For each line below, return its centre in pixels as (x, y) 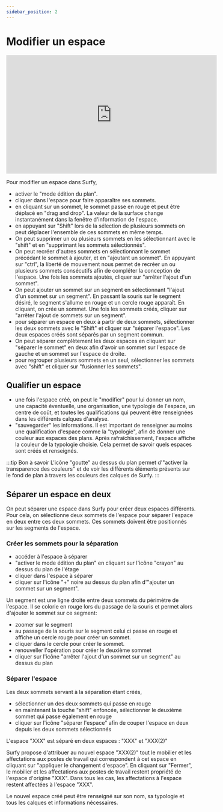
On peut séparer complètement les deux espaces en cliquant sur (95, 341)
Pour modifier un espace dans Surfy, (52, 182)
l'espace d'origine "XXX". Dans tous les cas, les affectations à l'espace (94, 778)
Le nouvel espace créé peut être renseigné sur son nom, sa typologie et (95, 796)
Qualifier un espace (44, 385)
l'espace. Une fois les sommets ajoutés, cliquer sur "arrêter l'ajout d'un (103, 277)
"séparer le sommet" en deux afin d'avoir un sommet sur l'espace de (100, 347)
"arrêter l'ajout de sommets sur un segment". (71, 315)
